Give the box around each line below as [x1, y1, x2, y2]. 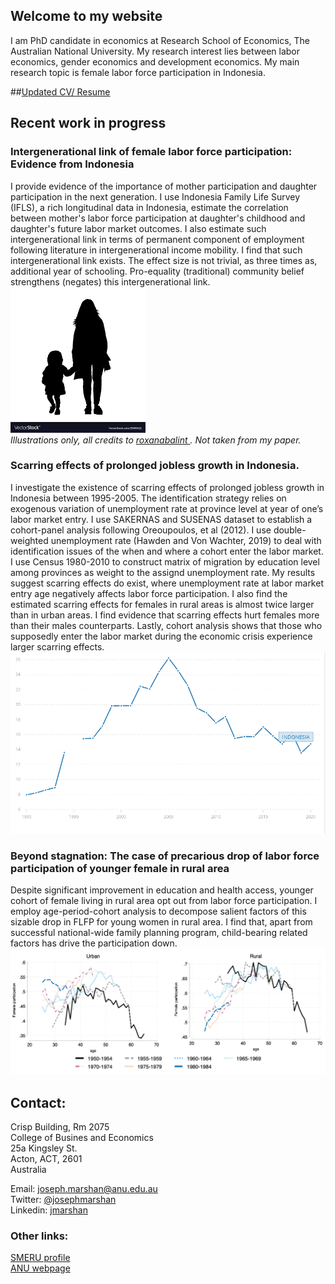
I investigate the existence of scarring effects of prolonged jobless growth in [10, 481, 325, 493]
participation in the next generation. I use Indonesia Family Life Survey [10, 190, 301, 203]
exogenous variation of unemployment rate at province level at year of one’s [10, 502, 324, 514]
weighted [10, 534, 49, 546]
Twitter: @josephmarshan [10, 1194, 117, 1205]
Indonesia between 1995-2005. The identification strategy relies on [10, 492, 287, 504]
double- [273, 524, 307, 536]
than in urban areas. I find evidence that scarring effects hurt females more [10, 609, 320, 621]
